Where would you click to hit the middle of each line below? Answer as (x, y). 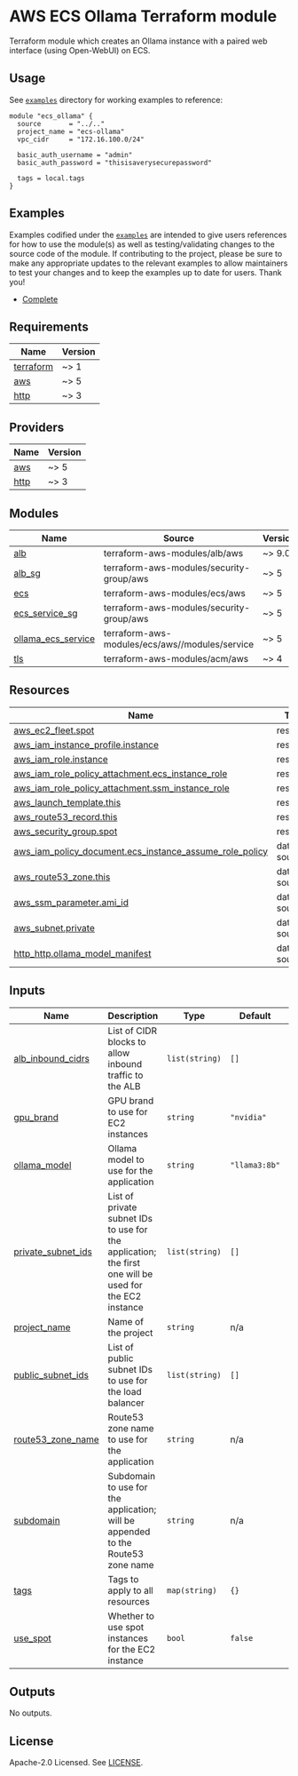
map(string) (192, 1590)
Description (133, 1015)
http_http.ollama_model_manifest (82, 953)
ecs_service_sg (46, 613)
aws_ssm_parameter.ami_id (71, 902)
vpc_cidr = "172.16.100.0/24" (81, 139)
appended (129, 1532)
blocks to (127, 1041)
